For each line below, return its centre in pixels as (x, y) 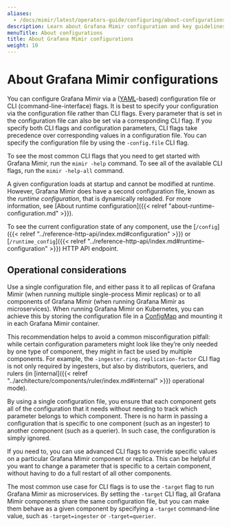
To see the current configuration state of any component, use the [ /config (112, 226)
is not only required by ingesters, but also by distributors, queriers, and (108, 366)
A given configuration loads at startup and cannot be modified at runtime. (111, 184)
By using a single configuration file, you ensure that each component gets (112, 401)
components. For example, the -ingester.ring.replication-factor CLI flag (114, 358)
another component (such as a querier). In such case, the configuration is (111, 431)
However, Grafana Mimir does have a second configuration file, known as (111, 191)
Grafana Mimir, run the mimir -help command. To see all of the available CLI (115, 163)
